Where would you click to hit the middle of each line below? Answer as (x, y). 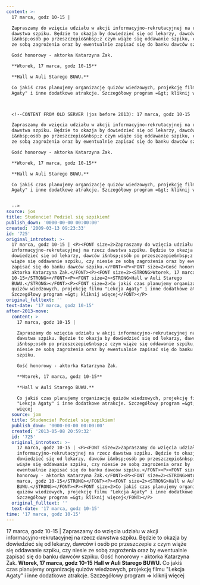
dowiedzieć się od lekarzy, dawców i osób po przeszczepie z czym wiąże (96, 544)
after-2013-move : (28, 311)
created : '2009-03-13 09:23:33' (46, 228)
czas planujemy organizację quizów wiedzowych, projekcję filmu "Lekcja (96, 569)
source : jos (21, 212)
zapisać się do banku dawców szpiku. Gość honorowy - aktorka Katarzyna (98, 556)
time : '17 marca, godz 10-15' (44, 514)
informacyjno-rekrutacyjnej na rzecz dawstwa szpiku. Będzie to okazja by (97, 537)
